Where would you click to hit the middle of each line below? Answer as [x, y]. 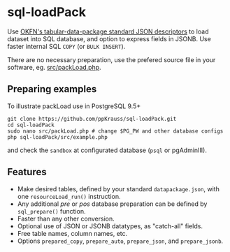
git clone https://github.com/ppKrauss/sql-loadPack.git [92, 119]
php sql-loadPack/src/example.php [58, 137]
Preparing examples [52, 89]
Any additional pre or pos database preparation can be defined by [112, 204]
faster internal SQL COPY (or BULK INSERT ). [66, 46]
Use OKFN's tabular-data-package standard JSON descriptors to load [108, 31]
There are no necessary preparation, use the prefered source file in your [112, 59]
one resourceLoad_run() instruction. [69, 196]
